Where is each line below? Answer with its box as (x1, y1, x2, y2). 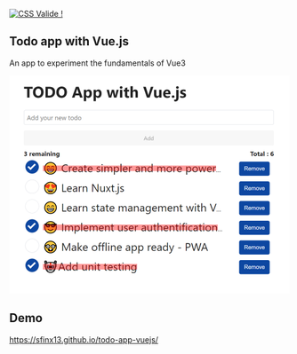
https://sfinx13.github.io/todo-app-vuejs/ (9, 334, 158, 345)
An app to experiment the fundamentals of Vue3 (9, 58, 187, 68)
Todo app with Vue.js (9, 34, 130, 49)
